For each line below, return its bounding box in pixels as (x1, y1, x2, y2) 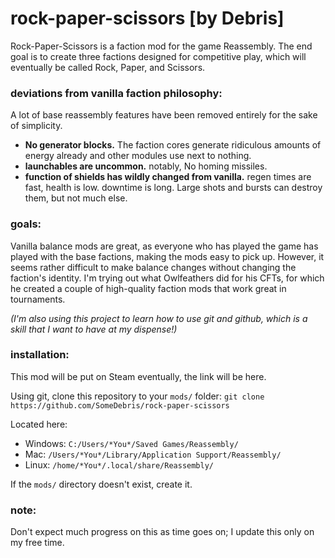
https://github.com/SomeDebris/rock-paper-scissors (10, 400, 230, 411)
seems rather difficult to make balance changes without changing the (10, 261, 297, 273)
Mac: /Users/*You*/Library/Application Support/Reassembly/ (24, 448, 282, 460)
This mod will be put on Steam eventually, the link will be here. (10, 370, 267, 382)
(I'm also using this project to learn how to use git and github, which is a (10, 312, 308, 324)
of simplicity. (10, 120, 63, 132)
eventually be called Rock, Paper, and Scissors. (10, 61, 206, 73)
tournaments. (10, 293, 66, 305)
